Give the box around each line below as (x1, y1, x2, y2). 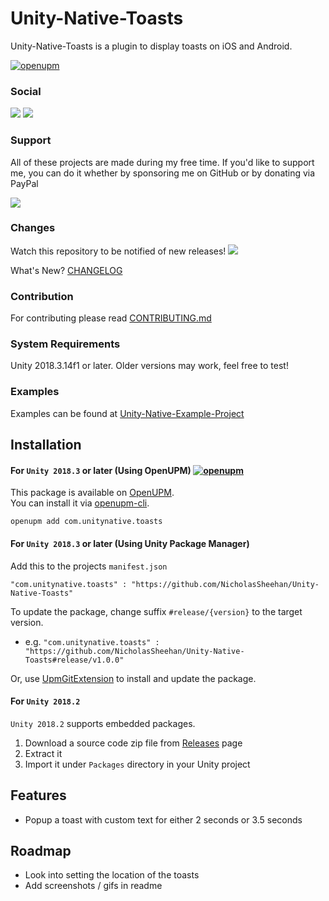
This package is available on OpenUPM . (10, 487, 175, 499)
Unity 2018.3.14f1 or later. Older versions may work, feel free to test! (10, 360, 289, 372)
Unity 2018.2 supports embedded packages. (10, 717, 196, 729)
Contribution (10, 289, 74, 303)
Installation (10, 437, 82, 454)
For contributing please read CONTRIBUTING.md (10, 312, 212, 324)
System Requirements (10, 337, 121, 351)
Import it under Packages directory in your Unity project (24, 758, 251, 770)
